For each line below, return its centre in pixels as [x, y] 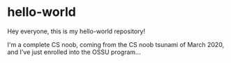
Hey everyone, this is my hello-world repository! [76, 31]
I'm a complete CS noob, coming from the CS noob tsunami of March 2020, [116, 44]
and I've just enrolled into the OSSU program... [74, 52]
